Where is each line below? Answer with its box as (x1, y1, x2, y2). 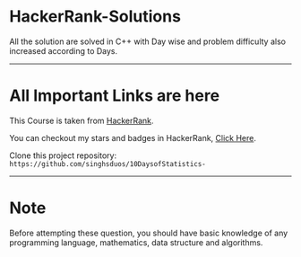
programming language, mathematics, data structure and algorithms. (9, 236, 263, 248)
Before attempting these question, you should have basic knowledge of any (9, 227, 288, 238)
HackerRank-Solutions (9, 6, 182, 27)
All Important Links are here (9, 85, 220, 106)
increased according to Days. (9, 45, 118, 56)
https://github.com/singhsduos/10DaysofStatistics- (9, 159, 206, 168)
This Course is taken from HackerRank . (9, 115, 154, 126)
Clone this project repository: (9, 150, 117, 161)
